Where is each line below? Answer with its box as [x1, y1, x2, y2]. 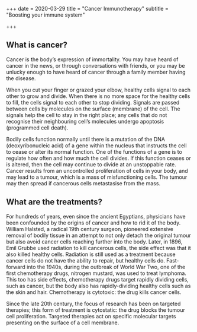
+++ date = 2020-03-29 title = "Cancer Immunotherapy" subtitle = [6, 5, 169, 12]
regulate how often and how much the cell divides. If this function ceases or [6, 154, 191, 162]
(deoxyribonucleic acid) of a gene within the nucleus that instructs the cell [6, 142, 187, 149]
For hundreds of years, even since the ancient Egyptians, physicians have [6, 213, 186, 220]
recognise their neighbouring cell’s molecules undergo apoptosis [6, 118, 164, 125]
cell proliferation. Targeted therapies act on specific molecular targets [6, 312, 176, 320]
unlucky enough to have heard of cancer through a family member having [6, 68, 186, 75]
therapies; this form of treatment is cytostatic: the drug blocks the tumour [6, 306, 185, 314]
